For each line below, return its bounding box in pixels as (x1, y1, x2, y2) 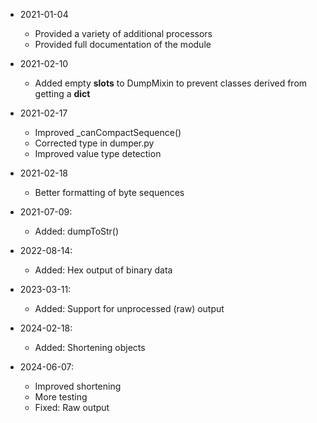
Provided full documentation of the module (34, 39, 212, 50)
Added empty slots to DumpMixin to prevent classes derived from (34, 77, 308, 89)
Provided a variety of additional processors (34, 28, 213, 39)
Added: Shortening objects (34, 342, 146, 353)
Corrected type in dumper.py (34, 137, 155, 149)
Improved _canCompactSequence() (34, 127, 182, 138)
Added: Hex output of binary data (34, 264, 173, 276)
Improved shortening (34, 380, 122, 392)
